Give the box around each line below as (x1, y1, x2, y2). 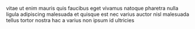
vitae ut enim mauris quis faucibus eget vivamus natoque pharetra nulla (6, 5, 179, 11)
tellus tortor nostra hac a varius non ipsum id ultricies (6, 17, 135, 23)
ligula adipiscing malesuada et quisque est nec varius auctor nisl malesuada (6, 11, 189, 18)
